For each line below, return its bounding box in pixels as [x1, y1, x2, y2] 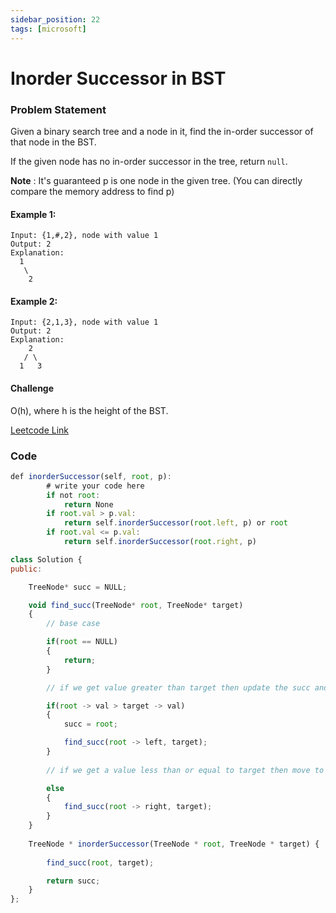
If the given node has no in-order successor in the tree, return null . [10, 155, 288, 167]
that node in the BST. [10, 136, 97, 148]
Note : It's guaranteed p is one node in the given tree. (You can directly [10, 174, 303, 186]
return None [63, 499, 114, 510]
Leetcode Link [10, 424, 70, 436]
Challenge [10, 382, 55, 394]
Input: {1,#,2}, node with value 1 [10, 231, 159, 241]
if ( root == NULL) [46, 637, 118, 647]
